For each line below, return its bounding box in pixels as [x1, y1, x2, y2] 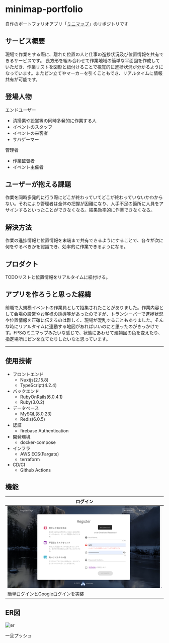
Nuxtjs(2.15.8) [20, 377, 49, 383]
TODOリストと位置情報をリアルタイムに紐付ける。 [5, 274, 111, 280]
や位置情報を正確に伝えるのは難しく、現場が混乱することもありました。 [5, 317, 155, 323]
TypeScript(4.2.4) [20, 382, 57, 388]
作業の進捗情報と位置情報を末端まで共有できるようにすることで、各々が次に [5, 237, 163, 243]
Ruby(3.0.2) [20, 399, 45, 405]
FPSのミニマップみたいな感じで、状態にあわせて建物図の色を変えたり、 [13, 329, 162, 335]
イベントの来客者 [12, 130, 48, 136]
